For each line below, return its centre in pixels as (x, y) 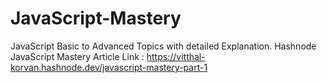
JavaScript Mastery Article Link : (77, 56)
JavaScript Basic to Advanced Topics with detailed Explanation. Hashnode (163, 46)
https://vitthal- (176, 56)
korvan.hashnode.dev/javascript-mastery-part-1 (109, 67)
